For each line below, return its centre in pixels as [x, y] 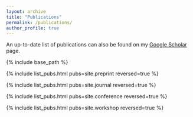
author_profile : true [33, 28]
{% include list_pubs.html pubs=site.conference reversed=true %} [87, 96]
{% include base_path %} [37, 62]
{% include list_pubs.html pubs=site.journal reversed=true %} [81, 85]
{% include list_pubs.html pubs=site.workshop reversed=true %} [85, 108]
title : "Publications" [34, 17]
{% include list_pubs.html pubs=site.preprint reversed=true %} [83, 73]
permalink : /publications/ [39, 22]
